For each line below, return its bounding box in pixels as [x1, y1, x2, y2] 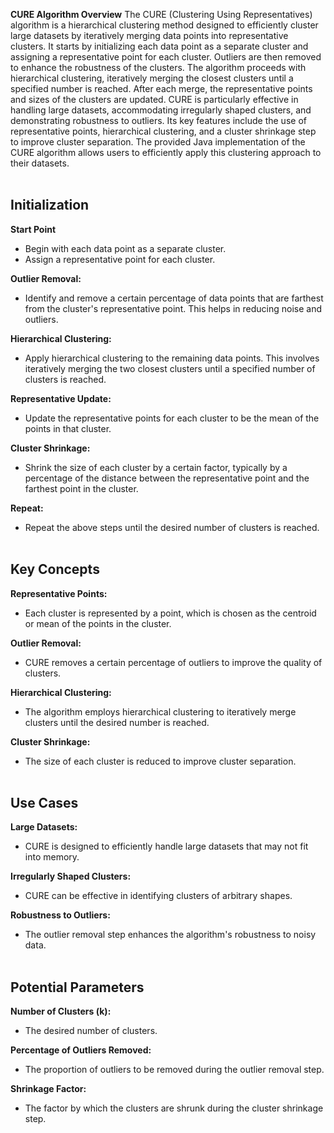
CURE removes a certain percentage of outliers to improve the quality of [24, 656, 323, 668]
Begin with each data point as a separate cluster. [24, 242, 227, 254]
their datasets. [10, 157, 70, 169]
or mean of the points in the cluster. [24, 617, 172, 629]
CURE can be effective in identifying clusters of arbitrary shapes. [24, 890, 293, 902]
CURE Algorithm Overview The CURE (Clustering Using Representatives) [10, 9, 313, 20]
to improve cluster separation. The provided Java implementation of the [10, 136, 306, 148]
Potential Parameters [10, 979, 145, 996]
